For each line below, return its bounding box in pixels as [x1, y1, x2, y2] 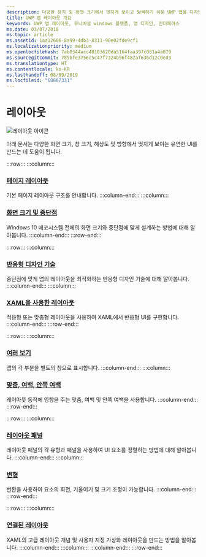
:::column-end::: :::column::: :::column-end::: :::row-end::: [19, 544, 163, 551]
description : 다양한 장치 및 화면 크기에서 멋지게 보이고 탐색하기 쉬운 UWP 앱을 [6, 9, 187, 15]
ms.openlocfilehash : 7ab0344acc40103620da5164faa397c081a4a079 [6, 49, 172, 55]
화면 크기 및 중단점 [6, 209, 58, 217]
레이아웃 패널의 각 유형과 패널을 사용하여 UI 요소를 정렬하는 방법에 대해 [6, 446, 175, 454]
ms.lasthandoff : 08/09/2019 [6, 72, 78, 78]
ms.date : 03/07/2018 [6, 26, 59, 33]
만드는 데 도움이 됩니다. [6, 148, 63, 155]
